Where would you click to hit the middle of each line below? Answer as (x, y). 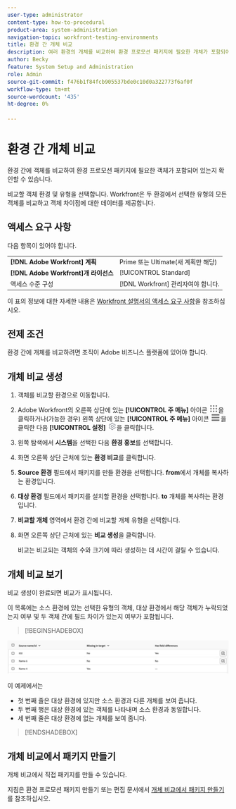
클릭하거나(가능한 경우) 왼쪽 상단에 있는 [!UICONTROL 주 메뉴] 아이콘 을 (122, 419)
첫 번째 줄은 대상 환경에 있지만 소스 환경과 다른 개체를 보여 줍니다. (107, 700)
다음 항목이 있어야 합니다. (42, 245)
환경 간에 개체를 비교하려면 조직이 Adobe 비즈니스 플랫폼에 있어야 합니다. (108, 352)
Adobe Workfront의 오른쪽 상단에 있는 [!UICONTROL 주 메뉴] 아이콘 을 (121, 410)
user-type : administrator (45, 15)
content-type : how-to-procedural (56, 22)
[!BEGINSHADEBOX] (54, 630)
